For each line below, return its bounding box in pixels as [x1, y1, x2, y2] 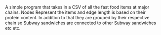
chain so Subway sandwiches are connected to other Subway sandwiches [5, 20, 157, 26]
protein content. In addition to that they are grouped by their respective [5, 15, 150, 20]
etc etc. [5, 25, 21, 31]
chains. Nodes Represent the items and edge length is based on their [5, 9, 146, 15]
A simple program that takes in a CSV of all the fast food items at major [5, 4, 150, 10]
